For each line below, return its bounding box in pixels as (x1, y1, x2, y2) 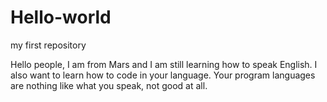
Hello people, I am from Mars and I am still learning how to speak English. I (10, 58, 318, 70)
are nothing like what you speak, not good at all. (10, 79, 208, 91)
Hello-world (10, 6, 112, 29)
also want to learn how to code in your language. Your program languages (10, 69, 316, 81)
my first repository (10, 39, 87, 51)
